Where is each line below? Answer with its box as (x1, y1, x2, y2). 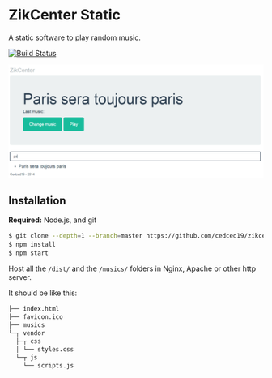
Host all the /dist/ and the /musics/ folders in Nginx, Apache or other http (8, 264, 257, 273)
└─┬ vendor (8, 329, 45, 337)
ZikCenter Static (8, 6, 121, 24)
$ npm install (8, 241, 57, 249)
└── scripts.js (23, 361, 74, 370)
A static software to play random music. (8, 32, 142, 42)
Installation (8, 193, 66, 208)
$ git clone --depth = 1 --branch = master (8, 232, 143, 240)
